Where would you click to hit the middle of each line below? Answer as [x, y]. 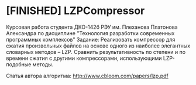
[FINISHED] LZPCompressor [75, 11]
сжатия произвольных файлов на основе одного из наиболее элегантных [98, 46]
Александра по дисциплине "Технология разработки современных [90, 33]
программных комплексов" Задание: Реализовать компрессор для [91, 39]
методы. [43, 64]
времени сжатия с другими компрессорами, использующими [84, 58]
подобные [19, 64]
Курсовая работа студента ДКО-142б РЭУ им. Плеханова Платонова [92, 27]
